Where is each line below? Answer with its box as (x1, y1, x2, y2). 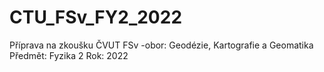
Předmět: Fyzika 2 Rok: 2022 (9, 49, 129, 61)
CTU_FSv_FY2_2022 (9, 6, 183, 29)
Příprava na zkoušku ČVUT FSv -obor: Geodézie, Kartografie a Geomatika (9, 39, 314, 51)
